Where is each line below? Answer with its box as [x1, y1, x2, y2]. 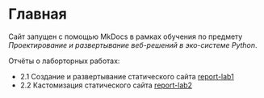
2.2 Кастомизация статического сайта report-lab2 [19, 80, 192, 90]
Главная [8, 5, 67, 23]
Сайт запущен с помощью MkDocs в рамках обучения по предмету [8, 32, 243, 41]
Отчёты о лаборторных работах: [8, 56, 120, 66]
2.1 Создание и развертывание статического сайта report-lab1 [19, 71, 234, 81]
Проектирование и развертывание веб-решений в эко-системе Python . [8, 40, 258, 49]
